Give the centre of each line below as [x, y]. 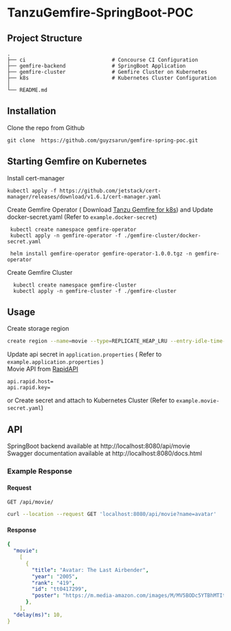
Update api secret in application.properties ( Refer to [85, 354]
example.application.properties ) [55, 362]
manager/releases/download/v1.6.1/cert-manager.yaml [84, 197]
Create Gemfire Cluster [40, 272]
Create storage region [38, 329]
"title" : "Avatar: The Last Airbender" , [90, 570]
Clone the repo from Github [46, 127]
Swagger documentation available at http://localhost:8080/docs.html [105, 453]
